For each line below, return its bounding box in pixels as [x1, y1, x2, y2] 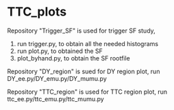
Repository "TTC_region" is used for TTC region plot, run [7, 88, 168, 96]
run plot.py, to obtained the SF [16, 47, 103, 55]
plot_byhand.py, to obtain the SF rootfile [16, 54, 130, 62]
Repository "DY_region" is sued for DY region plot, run [7, 67, 160, 75]
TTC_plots [7, 4, 67, 20]
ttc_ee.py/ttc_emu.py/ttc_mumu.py [7, 94, 104, 103]
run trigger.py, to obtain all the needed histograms [16, 39, 159, 48]
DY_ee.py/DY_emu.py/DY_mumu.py [7, 74, 108, 82]
